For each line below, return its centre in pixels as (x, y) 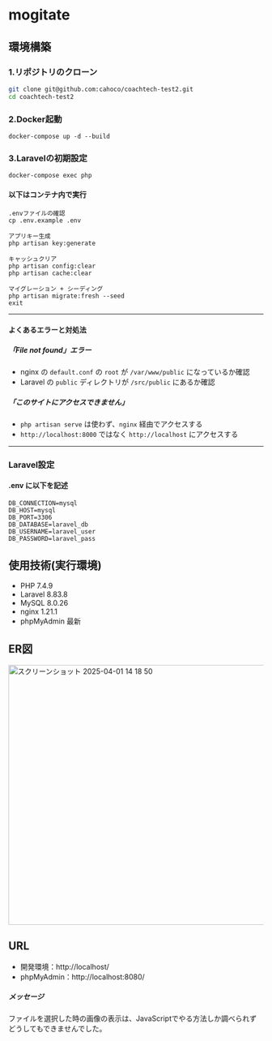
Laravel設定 (32, 465)
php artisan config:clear (52, 266)
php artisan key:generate (52, 244)
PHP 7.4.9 (36, 585)
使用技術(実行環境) (55, 565)
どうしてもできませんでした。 (57, 1029)
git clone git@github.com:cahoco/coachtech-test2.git (101, 89)
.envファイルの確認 (37, 214)
